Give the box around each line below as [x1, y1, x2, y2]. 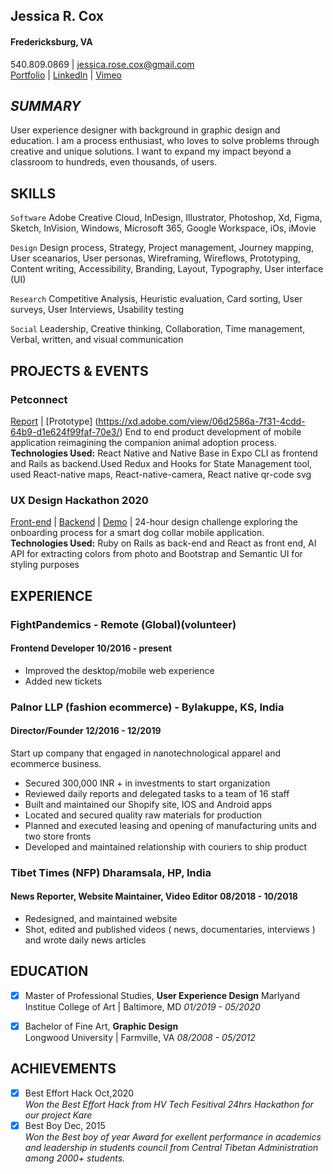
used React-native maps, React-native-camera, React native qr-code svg [10, 468, 312, 480]
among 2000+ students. [24, 1152, 126, 1164]
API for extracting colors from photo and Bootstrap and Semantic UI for [10, 548, 303, 560]
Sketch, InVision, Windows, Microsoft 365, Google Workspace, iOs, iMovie [10, 222, 317, 234]
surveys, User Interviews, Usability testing [10, 304, 185, 316]
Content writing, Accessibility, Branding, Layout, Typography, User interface [10, 263, 324, 275]
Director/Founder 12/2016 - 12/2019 [10, 725, 162, 737]
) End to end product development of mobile [119, 425, 302, 438]
